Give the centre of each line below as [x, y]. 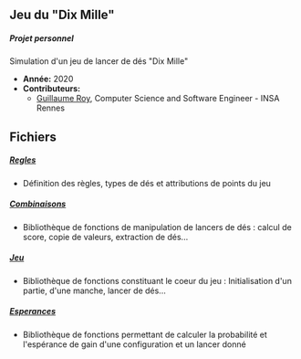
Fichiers [33, 137]
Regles [23, 160]
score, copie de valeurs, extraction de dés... [105, 237]
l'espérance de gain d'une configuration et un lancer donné [134, 344]
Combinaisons [38, 204]
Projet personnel [42, 38]
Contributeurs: [51, 89]
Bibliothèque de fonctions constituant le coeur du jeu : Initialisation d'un [157, 280]
